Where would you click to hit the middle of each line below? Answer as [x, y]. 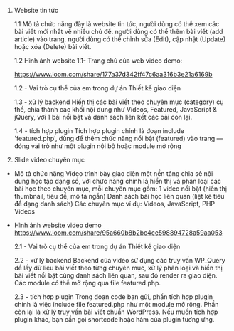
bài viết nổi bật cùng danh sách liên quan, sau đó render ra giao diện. [116, 275]
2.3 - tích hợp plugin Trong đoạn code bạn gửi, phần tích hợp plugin [113, 297]
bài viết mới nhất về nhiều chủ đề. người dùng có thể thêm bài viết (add [118, 32]
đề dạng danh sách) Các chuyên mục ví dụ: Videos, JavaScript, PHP [115, 204]
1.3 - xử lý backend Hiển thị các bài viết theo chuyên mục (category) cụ [119, 102]
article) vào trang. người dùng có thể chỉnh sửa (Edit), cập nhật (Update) [120, 39]
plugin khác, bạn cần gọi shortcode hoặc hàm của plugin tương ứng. [114, 319]
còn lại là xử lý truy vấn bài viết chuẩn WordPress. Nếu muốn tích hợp [116, 312]
